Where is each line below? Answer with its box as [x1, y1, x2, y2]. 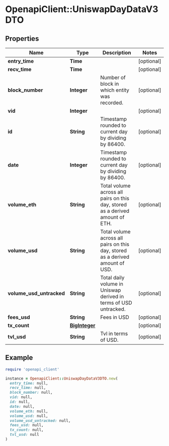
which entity [100, 87, 130, 94]
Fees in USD [100, 314, 129, 321]
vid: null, [10, 395, 33, 400]
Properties [5, 34, 39, 43]
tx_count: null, [10, 427, 44, 432]
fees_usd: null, [10, 423, 44, 428]
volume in [100, 280, 123, 287]
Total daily [100, 274, 125, 281]
